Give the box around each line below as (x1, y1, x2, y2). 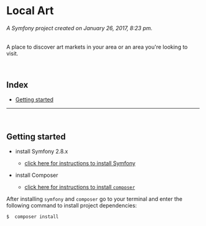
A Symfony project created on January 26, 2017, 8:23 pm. (6, 24, 153, 31)
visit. (6, 50, 18, 57)
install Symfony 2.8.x (15, 148, 69, 155)
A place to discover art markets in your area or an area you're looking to (6, 44, 188, 51)
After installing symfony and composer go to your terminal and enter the (6, 195, 183, 203)
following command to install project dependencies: (6, 202, 137, 209)
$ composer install (6, 214, 59, 220)
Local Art (6, 4, 54, 18)
